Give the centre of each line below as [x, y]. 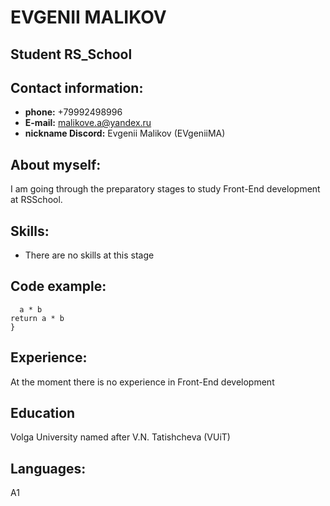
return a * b [37, 318]
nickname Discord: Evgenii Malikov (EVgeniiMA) [125, 133]
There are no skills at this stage [89, 255]
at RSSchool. [36, 200]
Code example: [58, 286]
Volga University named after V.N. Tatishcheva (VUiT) [120, 437]
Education [43, 413]
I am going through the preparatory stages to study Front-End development [165, 189]
